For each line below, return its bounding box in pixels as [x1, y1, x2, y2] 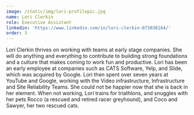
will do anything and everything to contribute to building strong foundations [6, 53, 188, 60]
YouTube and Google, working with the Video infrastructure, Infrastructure [6, 77, 185, 85]
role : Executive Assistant [6, 19, 72, 25]
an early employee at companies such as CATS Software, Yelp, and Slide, [6, 65, 183, 72]
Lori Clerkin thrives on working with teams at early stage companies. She [6, 46, 182, 53]
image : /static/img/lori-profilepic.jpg [6, 8, 106, 15]
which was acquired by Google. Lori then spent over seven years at [6, 71, 168, 78]
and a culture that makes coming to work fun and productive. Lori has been [6, 59, 188, 66]
